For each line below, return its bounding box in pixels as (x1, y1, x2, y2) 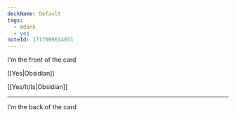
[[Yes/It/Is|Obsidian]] (7, 83, 68, 91)
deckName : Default (7, 10, 61, 18)
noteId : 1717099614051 (7, 36, 74, 43)
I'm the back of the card (7, 103, 77, 111)
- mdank (13, 23, 37, 30)
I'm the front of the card (7, 55, 77, 64)
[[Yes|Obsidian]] (7, 69, 55, 78)
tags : (7, 17, 23, 24)
